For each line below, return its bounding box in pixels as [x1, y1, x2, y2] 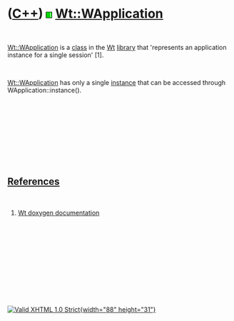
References [7, 175, 60, 188]
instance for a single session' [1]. [7, 51, 104, 59]
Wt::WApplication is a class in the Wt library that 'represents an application [7, 43, 227, 51]
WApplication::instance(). [7, 86, 82, 94]
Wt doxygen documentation [17, 208, 100, 217]
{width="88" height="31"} [79, 305, 156, 314]
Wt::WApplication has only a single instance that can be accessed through [7, 78, 226, 86]
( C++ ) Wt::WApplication [7, 6, 164, 22]
